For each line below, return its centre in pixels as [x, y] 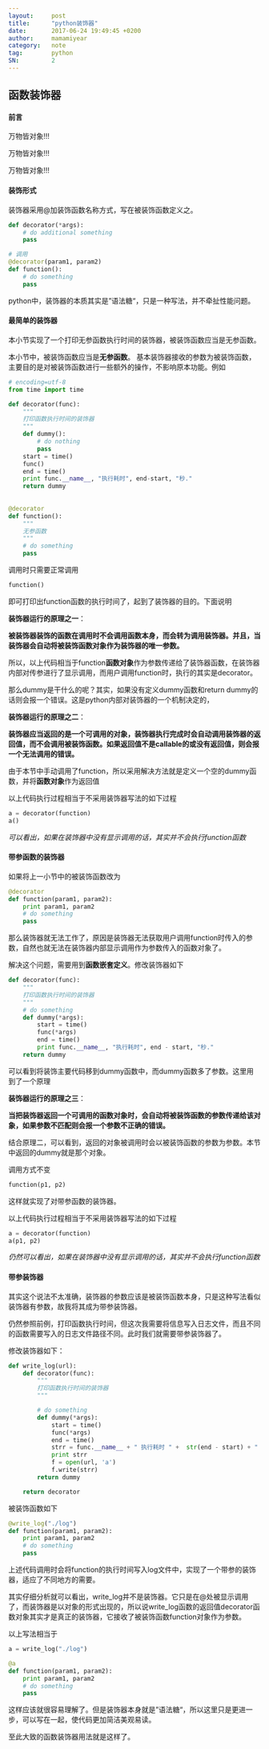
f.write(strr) [74, 1470]
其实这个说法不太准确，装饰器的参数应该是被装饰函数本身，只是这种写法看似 [134, 1296]
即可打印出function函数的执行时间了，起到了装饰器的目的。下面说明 [120, 601]
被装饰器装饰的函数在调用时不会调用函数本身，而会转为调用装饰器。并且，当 [134, 635]
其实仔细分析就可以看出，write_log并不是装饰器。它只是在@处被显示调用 [128, 1597]
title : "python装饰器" [53, 23]
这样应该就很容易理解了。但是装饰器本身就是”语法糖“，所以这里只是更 [124, 1710]
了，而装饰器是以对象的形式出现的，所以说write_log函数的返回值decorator [131, 1607]
